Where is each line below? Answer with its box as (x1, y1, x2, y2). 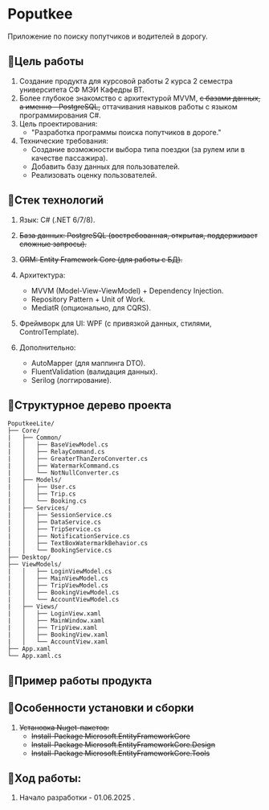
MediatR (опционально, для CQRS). (31, 302, 152, 312)
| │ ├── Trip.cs (7, 490, 77, 499)
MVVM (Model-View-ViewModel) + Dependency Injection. (31, 286, 224, 295)
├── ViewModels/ (7, 561, 62, 569)
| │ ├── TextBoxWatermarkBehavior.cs (7, 540, 149, 548)
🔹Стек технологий (7, 194, 104, 208)
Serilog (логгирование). (31, 375, 112, 384)
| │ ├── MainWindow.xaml (7, 617, 105, 625)
